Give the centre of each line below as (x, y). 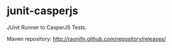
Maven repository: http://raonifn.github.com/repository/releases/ (86, 39)
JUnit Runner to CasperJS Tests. (47, 27)
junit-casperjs (43, 11)
